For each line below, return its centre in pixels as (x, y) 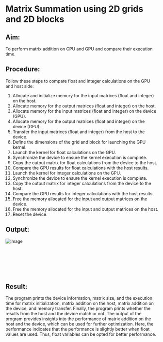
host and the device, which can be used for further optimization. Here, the (80, 324)
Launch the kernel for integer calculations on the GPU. (67, 173)
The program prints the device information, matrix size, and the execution (79, 298)
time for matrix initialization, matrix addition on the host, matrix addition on (80, 303)
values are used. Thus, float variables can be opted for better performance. (81, 334)
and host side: (20, 86)
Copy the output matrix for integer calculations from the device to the (82, 183)
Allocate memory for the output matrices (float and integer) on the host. (84, 106)
